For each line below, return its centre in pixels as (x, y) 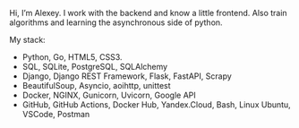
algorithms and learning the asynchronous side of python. (116, 22)
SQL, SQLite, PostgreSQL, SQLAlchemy (95, 67)
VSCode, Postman (56, 114)
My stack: (28, 40)
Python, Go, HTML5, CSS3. (72, 57)
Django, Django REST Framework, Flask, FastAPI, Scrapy (127, 76)
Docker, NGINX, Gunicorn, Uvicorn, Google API (109, 95)
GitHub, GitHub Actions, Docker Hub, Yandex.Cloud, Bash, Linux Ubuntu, (156, 105)
